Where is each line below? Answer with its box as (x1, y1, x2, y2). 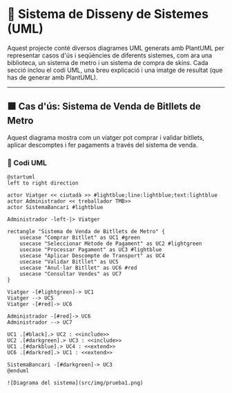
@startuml (7, 174, 36, 181)
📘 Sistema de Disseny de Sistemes (7, 6, 209, 22)
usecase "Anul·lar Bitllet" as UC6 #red (19, 264, 137, 272)
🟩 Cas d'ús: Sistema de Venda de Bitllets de (7, 100, 202, 113)
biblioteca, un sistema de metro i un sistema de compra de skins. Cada (7, 58, 209, 66)
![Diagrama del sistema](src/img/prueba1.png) (7, 380, 144, 387)
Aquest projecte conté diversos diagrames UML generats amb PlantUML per (7, 44, 224, 52)
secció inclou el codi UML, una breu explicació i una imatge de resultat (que (7, 66, 223, 74)
